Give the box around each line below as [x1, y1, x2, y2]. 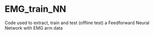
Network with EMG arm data [4, 25, 63, 31]
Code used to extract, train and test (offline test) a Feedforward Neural [4, 20, 150, 26]
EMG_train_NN [4, 3, 66, 15]
